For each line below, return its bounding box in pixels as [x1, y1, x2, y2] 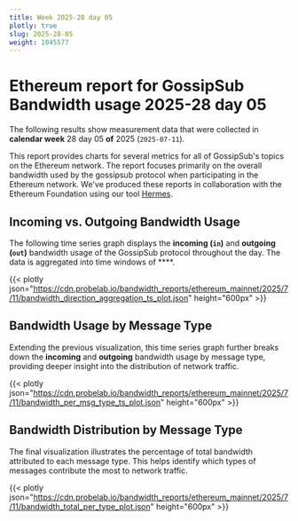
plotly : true [9, 21, 58, 30]
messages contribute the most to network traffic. [9, 465, 188, 476]
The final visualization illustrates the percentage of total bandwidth [9, 446, 254, 457]
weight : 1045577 [9, 37, 69, 47]
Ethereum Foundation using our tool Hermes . [9, 188, 173, 200]
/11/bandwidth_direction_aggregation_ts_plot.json [9, 293, 189, 303]
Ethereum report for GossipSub [9, 76, 245, 96]
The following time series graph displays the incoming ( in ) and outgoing [9, 238, 277, 249]
